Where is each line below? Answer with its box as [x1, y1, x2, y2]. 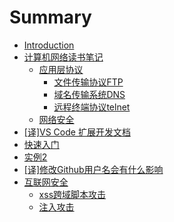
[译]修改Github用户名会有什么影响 [23, 163, 164, 175]
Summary [9, 6, 92, 29]
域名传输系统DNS [53, 88, 126, 100]
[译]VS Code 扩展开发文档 [23, 126, 131, 138]
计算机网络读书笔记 [23, 51, 104, 63]
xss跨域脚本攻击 [38, 188, 107, 200]
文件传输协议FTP [53, 76, 124, 88]
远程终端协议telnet [53, 101, 131, 113]
